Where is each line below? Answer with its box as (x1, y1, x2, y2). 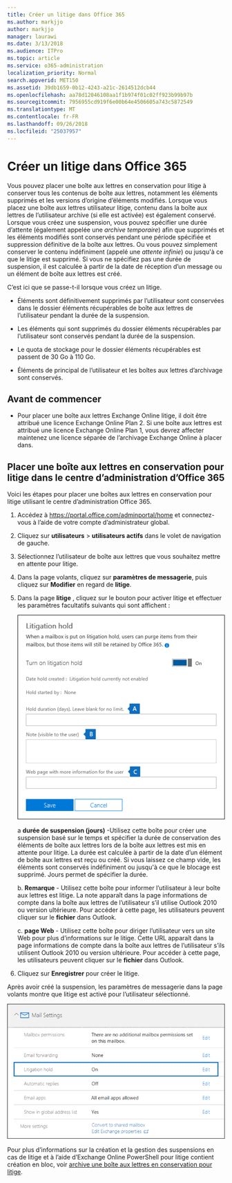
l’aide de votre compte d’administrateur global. (37, 519, 171, 527)
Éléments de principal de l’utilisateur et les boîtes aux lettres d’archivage (17, 366, 223, 374)
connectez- (182, 511, 215, 519)
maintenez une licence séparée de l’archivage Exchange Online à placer (17, 434, 222, 442)
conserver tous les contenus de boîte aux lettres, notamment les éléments (7, 189, 218, 197)
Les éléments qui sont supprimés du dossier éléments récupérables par (17, 324, 222, 333)
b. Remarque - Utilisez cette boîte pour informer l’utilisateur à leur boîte (17, 884, 221, 892)
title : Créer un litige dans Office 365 (7, 11, 126, 18)
